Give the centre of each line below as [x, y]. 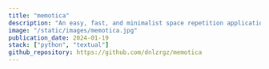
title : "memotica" [39, 15]
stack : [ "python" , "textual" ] [59, 45]
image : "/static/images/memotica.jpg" [73, 30]
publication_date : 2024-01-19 [59, 38]
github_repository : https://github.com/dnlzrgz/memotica [105, 52]
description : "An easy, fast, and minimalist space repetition [116, 23]
